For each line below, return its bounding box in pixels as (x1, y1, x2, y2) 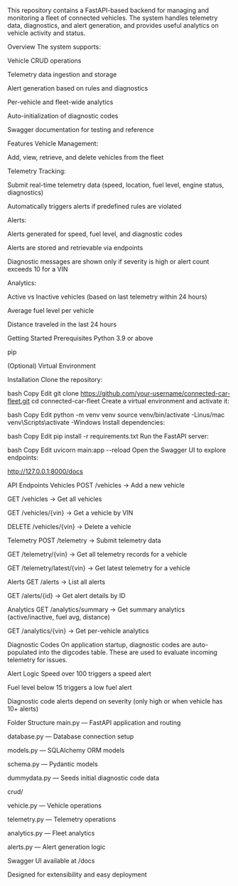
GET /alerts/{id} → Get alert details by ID (7, 592, 126, 599)
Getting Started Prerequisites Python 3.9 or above (7, 334, 153, 342)
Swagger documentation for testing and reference (7, 125, 154, 134)
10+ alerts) (7, 705, 39, 713)
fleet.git (7, 397, 31, 405)
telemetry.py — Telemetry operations (7, 815, 117, 823)
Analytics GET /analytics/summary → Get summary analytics (7, 605, 185, 614)
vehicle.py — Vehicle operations (7, 801, 102, 810)
